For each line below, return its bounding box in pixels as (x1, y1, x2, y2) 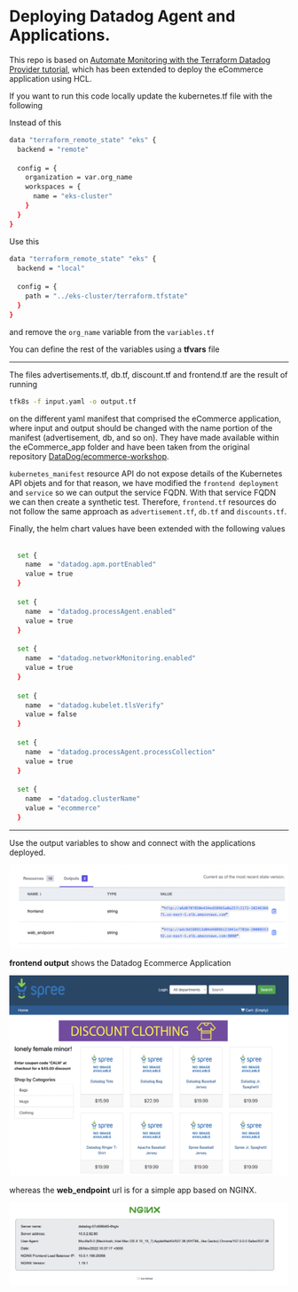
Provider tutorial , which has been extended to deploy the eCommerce (9, 64, 263, 75)
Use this (9, 235, 40, 246)
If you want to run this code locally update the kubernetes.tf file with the (9, 91, 273, 101)
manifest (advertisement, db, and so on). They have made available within (9, 432, 279, 443)
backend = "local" (17, 264, 86, 273)
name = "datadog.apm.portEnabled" (25, 560, 157, 570)
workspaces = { (25, 182, 82, 192)
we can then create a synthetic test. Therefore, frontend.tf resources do (9, 496, 277, 507)
